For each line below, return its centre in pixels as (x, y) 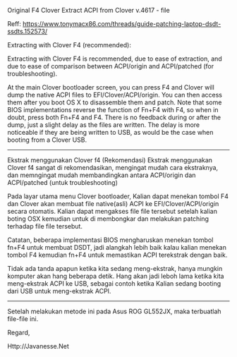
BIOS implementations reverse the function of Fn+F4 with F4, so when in (113, 110)
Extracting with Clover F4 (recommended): (69, 45)
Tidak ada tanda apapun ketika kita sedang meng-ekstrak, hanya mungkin (115, 268)
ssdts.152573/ (28, 31)
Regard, (19, 332)
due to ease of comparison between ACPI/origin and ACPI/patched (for (110, 66)
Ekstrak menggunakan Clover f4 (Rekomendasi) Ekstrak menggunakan (110, 160)
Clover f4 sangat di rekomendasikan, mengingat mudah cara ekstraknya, (113, 168)
